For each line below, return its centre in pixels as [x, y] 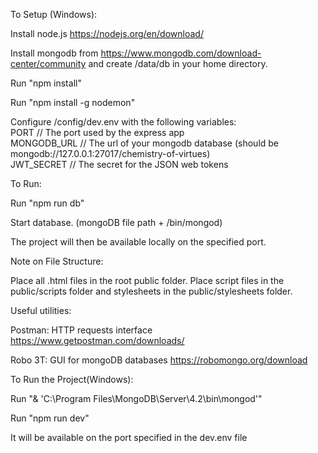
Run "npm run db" [47, 203]
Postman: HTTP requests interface [81, 330]
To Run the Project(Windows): [72, 379]
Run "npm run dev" [50, 418]
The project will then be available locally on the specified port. [138, 242]
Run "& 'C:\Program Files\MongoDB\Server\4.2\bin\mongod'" [136, 398]
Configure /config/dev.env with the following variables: [123, 122]
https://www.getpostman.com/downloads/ [97, 340]
